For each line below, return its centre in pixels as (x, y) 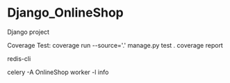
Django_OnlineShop (65, 13)
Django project (28, 32)
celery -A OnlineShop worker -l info (58, 72)
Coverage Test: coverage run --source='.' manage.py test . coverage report (115, 45)
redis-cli (19, 58)
